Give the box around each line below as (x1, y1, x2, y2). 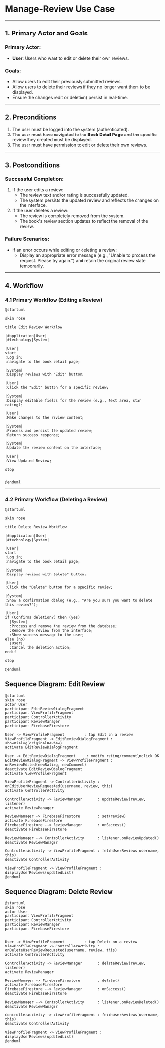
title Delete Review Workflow (5, 524, 67, 529)
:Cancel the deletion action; (9, 645, 71, 650)
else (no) (5, 637, 26, 642)
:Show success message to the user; (9, 632, 84, 637)
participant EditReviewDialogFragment (5, 706, 84, 711)
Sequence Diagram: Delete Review (5, 887, 113, 896)
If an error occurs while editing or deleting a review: (12, 247, 117, 253)
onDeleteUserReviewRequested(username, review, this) (5, 948, 118, 953)
